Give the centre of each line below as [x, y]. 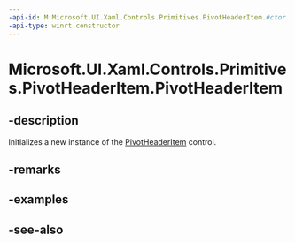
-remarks [35, 169]
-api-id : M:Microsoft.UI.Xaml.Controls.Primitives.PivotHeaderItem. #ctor [147, 17]
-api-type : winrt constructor [64, 26]
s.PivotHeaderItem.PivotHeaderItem [145, 88]
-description [43, 121]
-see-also [36, 229]
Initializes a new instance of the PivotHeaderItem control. [113, 141]
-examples [39, 200]
